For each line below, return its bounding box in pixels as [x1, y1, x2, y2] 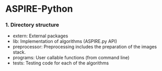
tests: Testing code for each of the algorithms [12, 60, 109, 66]
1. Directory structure [5, 21, 60, 29]
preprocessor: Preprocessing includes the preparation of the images [12, 44, 157, 50]
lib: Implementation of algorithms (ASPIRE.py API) [12, 38, 118, 44]
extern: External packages [12, 33, 68, 39]
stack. [12, 49, 26, 55]
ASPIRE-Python [5, 3, 73, 15]
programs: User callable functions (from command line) [12, 55, 130, 61]
